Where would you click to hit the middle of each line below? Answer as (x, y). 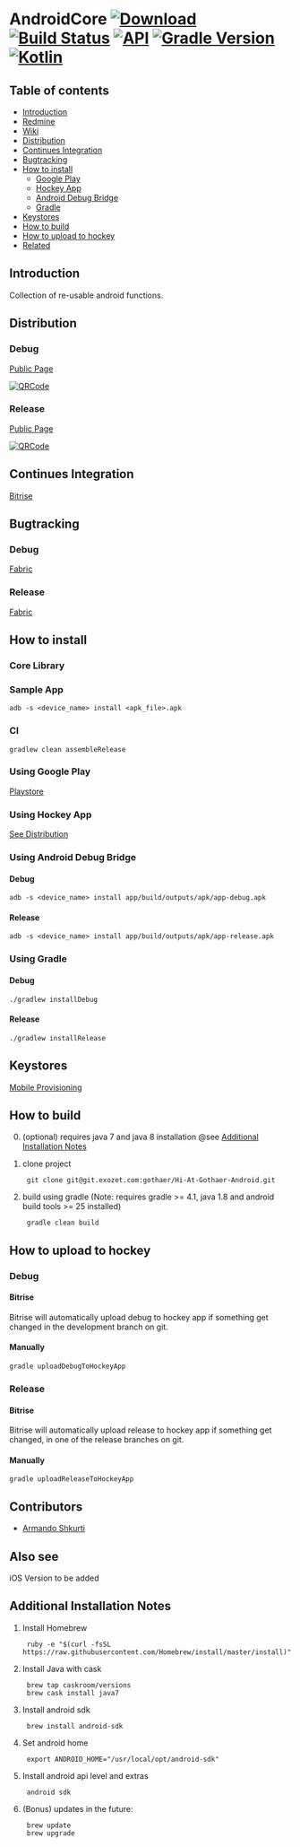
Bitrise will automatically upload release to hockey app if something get (141, 1430)
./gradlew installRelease (57, 1038)
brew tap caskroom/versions (79, 1685)
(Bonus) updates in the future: (77, 1808)
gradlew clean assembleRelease (68, 749)
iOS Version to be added (54, 1578)
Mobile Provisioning (46, 1087)
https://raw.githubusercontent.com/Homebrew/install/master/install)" (157, 1652)
